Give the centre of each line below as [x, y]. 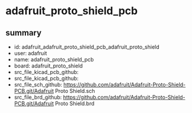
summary [24, 33]
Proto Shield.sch [75, 91]
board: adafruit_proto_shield [48, 66]
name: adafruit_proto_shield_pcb [54, 59]
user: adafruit [30, 53]
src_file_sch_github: [38, 85]
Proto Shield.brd [75, 104]
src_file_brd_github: [38, 97]
